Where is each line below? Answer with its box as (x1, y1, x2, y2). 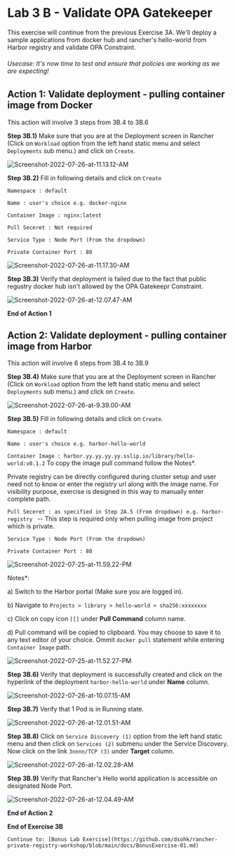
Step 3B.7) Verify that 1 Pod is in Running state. (7, 705, 145, 714)
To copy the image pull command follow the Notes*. (46, 459, 196, 467)
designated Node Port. (7, 782, 73, 790)
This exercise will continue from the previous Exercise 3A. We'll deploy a (7, 28, 217, 36)
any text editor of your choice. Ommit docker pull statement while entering (7, 636, 224, 644)
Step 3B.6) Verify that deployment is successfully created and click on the (7, 670, 222, 678)
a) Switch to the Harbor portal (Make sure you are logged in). (7, 587, 184, 596)
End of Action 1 (7, 309, 52, 317)
